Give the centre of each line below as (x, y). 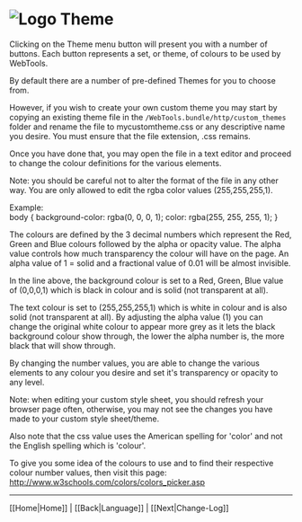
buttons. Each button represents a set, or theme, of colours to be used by (145, 53)
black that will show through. (62, 345)
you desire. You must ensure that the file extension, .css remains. (130, 136)
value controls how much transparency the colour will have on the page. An (149, 253)
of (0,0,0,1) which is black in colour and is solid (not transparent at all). (139, 290)
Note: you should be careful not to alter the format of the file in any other (144, 181)
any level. (27, 382)
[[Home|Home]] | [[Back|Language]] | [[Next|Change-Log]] (119, 508)
